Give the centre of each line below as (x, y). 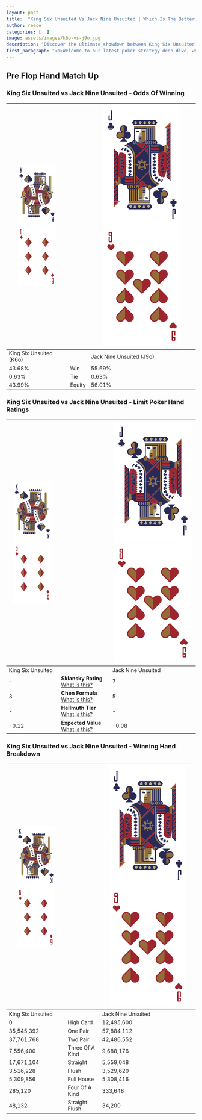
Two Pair (78, 1039)
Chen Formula (79, 693)
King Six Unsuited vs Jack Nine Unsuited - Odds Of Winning (95, 93)
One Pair (78, 1031)
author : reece (24, 25)
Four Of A (80, 1087)
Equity (78, 385)
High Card (80, 1022)
